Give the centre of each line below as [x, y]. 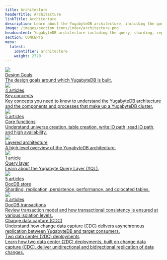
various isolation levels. [29, 215]
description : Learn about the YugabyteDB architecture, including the [80, 24]
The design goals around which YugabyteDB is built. [59, 80]
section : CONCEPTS [24, 38]
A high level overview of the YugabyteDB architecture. [60, 148]
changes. [15, 252]
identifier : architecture [41, 51]
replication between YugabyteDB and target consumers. [63, 231]
